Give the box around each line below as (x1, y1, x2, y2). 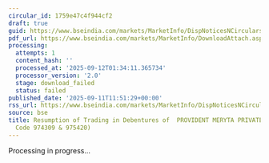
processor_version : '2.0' (15, 71, 102, 79)
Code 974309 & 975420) (15, 124, 91, 132)
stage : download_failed (15, 79, 94, 87)
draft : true (8, 19, 48, 27)
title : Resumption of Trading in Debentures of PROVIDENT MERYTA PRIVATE (8, 116, 263, 124)
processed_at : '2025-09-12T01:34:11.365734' (15, 64, 167, 72)
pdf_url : (8, 34, 38, 43)
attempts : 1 (15, 49, 56, 57)
